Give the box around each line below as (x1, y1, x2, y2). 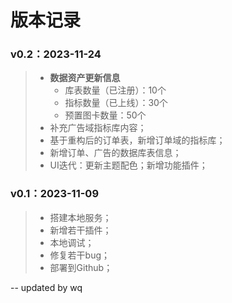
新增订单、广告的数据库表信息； (49, 147, 182, 159)
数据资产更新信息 (49, 72, 121, 84)
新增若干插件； (49, 224, 112, 236)
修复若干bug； (49, 249, 111, 261)
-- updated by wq (10, 281, 83, 293)
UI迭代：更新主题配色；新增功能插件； (49, 159, 208, 171)
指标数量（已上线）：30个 (64, 97, 168, 109)
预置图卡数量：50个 (64, 109, 147, 121)
